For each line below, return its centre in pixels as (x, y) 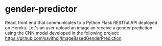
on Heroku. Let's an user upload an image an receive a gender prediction (79, 27)
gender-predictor (41, 9)
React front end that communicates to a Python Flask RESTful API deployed (81, 23)
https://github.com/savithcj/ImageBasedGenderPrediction (63, 38)
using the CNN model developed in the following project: (62, 33)
